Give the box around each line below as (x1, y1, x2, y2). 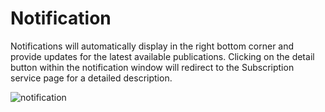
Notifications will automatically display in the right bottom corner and (10, 40, 295, 52)
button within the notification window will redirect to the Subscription (10, 61, 295, 73)
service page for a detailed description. (10, 72, 173, 84)
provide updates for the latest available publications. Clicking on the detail (10, 50, 315, 62)
